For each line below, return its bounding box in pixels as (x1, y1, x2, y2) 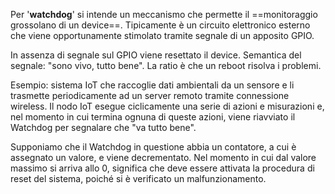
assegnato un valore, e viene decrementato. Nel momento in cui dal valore (10, 152, 317, 163)
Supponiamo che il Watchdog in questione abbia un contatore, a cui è (10, 141, 297, 153)
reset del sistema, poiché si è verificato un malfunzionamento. (10, 173, 267, 184)
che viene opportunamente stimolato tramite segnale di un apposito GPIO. (10, 30, 315, 41)
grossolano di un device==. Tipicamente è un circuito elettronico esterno (10, 19, 311, 31)
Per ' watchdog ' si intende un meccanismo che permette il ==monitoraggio (10, 9, 318, 20)
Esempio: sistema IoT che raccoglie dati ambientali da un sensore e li (10, 79, 295, 91)
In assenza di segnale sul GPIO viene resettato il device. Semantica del (10, 49, 302, 61)
